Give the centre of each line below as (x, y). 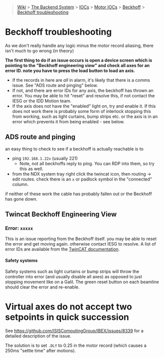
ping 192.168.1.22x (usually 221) (45, 158)
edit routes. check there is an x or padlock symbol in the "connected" (82, 179)
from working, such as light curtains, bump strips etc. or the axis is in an (85, 116)
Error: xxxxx (19, 228)
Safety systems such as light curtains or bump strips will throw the (72, 271)
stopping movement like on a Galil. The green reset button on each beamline (82, 282)
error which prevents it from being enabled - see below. (68, 121)
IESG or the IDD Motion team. (42, 101)
